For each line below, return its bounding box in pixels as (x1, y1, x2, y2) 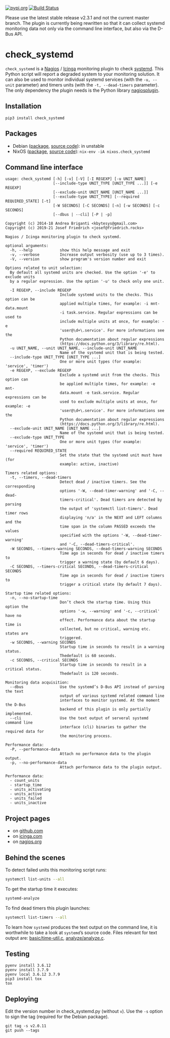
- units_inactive (10, 800, 47, 806)
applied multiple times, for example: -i (59, 301, 149, 307)
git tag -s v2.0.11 (5, 1024, 47, 1029)
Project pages (5, 814, 50, 823)
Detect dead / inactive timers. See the (59, 479, 146, 485)
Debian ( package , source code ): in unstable (12, 143, 105, 149)
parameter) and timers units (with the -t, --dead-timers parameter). (15, 81, 159, 88)
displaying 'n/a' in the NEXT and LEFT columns (59, 515, 162, 521)
